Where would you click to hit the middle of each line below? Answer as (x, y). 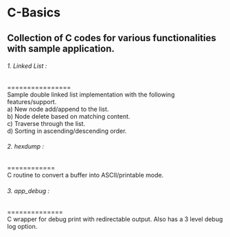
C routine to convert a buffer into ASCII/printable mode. (85, 175)
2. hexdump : (26, 147)
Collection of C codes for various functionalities (112, 38)
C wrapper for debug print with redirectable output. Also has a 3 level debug (115, 219)
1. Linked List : (27, 66)
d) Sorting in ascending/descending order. (67, 131)
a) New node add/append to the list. (58, 109)
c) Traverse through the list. (46, 123)
